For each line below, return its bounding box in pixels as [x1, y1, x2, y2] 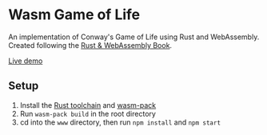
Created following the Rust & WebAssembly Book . [8, 40, 173, 50]
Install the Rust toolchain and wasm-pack [19, 100, 157, 109]
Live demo [8, 56, 43, 66]
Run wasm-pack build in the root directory [19, 109, 156, 118]
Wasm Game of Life [8, 6, 141, 24]
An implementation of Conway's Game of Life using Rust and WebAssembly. [8, 32, 260, 42]
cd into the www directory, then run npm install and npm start [19, 117, 221, 127]
